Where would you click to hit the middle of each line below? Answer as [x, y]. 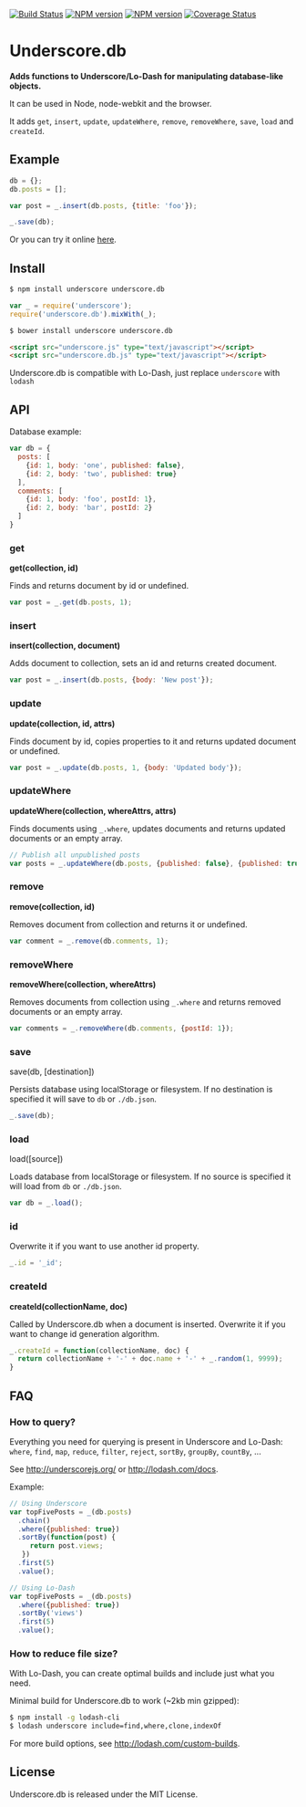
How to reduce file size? [64, 1654]
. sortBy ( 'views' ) [51, 1614]
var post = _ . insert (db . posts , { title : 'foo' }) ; [103, 205]
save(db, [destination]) [52, 1071]
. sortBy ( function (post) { [67, 1538]
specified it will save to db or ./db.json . [83, 1099]
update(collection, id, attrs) [62, 723]
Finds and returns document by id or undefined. [99, 586]
